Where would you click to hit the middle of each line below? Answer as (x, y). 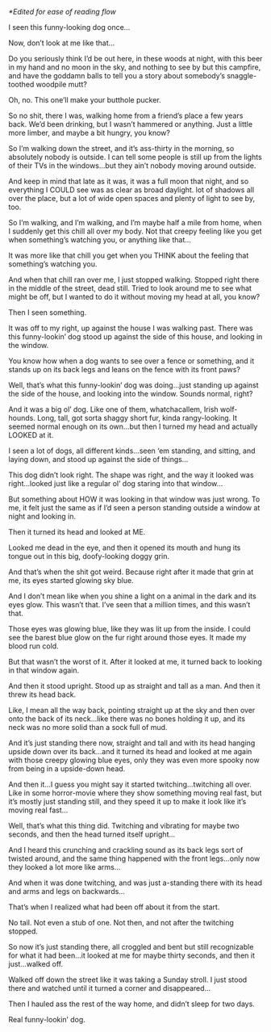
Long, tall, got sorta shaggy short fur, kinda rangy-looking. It (138, 418)
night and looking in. (42, 516)
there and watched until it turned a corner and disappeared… (110, 988)
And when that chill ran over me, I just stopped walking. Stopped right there (134, 279)
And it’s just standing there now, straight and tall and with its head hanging (132, 743)
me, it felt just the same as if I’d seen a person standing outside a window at (134, 508)
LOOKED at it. (31, 435)
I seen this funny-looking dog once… (69, 27)
